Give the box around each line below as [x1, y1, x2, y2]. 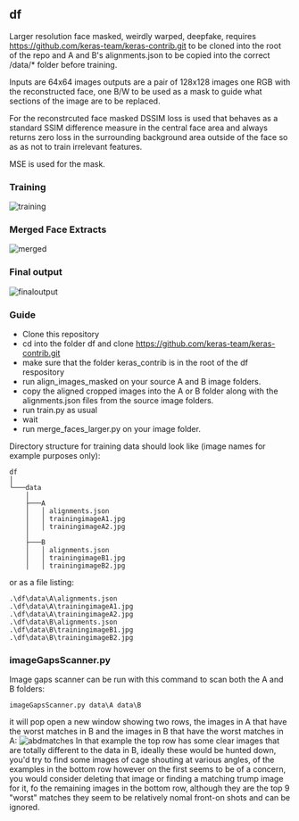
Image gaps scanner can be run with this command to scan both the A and [9, 674, 284, 685]
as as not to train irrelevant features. [9, 141, 143, 152]
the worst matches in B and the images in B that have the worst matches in [9, 726, 284, 737]
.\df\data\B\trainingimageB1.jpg [9, 626, 134, 634]
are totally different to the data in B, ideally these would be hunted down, [9, 745, 277, 756]
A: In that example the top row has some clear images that [9, 735, 280, 746]
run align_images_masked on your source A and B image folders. [21, 377, 262, 386]
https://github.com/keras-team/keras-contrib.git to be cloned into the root [9, 40, 281, 51]
